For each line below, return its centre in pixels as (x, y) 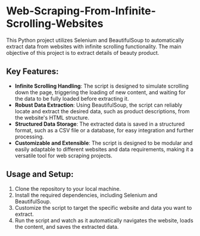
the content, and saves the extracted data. (67, 226)
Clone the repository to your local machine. (68, 188)
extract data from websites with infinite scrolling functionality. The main (94, 46)
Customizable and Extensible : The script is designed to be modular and (104, 143)
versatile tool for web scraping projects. (64, 156)
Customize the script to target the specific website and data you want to (103, 207)
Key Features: (32, 72)
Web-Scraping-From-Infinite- (81, 11)
